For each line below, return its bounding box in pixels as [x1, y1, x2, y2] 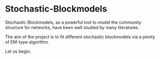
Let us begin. [5, 48, 32, 54]
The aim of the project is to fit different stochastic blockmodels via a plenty [5, 34, 156, 40]
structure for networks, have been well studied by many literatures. [5, 24, 140, 30]
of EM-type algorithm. [5, 39, 50, 44]
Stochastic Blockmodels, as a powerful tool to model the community [5, 19, 142, 25]
